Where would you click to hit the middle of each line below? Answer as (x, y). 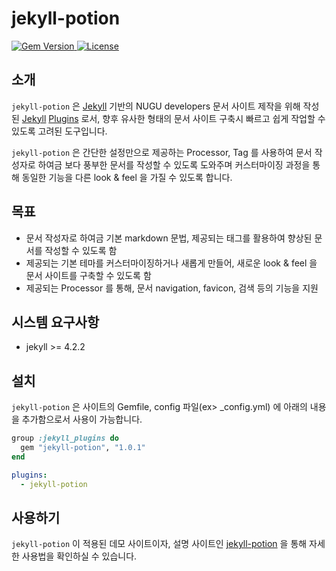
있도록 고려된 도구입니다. (59, 131)
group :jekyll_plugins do (65, 438)
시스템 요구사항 (55, 322)
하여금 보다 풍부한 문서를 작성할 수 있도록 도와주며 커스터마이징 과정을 (174, 164)
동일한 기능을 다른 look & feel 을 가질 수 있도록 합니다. (127, 177)
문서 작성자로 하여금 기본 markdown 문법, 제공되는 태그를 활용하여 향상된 (169, 238)
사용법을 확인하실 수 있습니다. (79, 556)
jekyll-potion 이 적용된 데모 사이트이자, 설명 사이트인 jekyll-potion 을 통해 (159, 544)
